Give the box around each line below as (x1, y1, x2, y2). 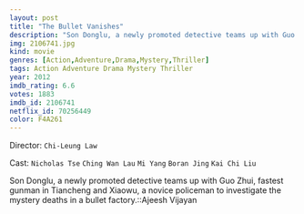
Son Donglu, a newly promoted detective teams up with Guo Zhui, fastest (9, 175, 284, 187)
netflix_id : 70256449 (9, 107, 92, 116)
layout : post (9, 13, 59, 23)
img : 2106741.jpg (9, 38, 76, 48)
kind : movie (9, 47, 55, 56)
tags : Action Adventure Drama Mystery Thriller (9, 65, 194, 74)
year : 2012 (9, 73, 51, 82)
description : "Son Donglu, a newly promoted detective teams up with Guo (9, 30, 296, 39)
